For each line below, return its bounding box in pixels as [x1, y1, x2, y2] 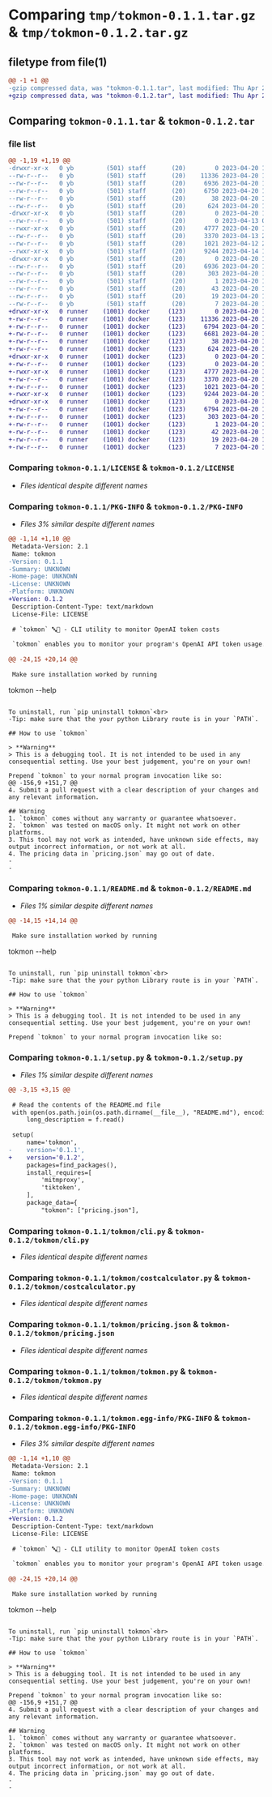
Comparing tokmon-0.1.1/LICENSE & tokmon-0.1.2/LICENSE [8, 462, 235, 473]
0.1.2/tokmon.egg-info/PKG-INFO [8, 1422, 136, 1432]
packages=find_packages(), [26, 1161, 117, 1169]
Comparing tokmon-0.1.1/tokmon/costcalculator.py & [8, 1272, 220, 1283]
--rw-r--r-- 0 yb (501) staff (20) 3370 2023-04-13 [8, 233, 259, 241]
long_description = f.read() [26, 1116, 125, 1124]
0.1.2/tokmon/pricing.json [8, 1329, 115, 1338]
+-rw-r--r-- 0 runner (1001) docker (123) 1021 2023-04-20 [8, 382, 259, 391]
